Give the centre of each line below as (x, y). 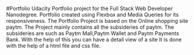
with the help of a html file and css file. (53, 46)
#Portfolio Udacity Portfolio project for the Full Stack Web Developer (90, 8)
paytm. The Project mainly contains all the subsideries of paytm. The (90, 27)
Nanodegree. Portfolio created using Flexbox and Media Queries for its (93, 15)
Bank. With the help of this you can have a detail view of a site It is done (94, 39)
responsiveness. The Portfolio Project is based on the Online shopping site (97, 21)
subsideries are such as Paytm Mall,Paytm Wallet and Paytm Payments (93, 33)
